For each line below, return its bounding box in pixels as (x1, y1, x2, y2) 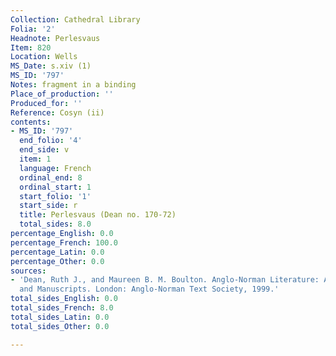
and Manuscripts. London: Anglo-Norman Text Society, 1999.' (19, 284, 280, 295)
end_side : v (19, 145, 70, 155)
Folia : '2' (10, 24, 56, 34)
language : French (19, 163, 92, 173)
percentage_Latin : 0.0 (10, 247, 105, 257)
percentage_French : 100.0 (10, 237, 118, 248)
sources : (10, 266, 47, 276)
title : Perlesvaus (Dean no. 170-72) (19, 210, 177, 220)
